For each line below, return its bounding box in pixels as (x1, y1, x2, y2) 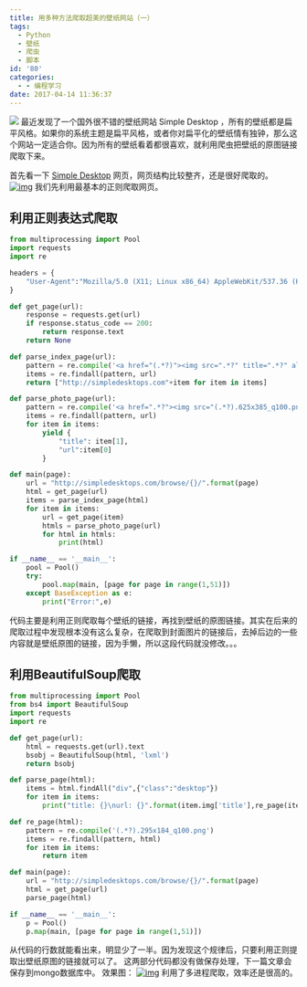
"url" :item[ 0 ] (58, 445, 112, 455)
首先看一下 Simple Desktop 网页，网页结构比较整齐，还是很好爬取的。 (9, 170, 274, 181)
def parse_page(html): (9, 775, 96, 785)
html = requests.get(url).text (26, 741, 145, 751)
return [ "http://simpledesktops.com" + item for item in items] (26, 378, 268, 387)
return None (26, 336, 71, 345)
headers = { (9, 268, 55, 278)
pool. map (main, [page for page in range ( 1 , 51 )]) (42, 580, 231, 589)
